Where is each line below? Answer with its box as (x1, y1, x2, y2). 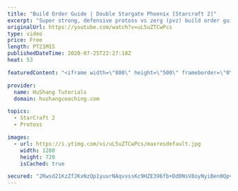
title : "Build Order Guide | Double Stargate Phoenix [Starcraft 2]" (7, 10, 217, 18)
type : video (7, 30, 42, 37)
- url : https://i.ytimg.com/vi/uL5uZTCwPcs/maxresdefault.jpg (13, 140, 201, 147)
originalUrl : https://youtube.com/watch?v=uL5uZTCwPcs (7, 23, 173, 30)
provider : (7, 82, 37, 89)
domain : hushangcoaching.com (13, 95, 100, 103)
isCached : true (20, 160, 65, 167)
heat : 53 (7, 57, 33, 64)
